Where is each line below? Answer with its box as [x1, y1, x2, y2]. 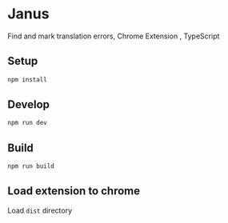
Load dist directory [7, 205, 73, 215]
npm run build [7, 162, 55, 170]
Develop [7, 98, 50, 112]
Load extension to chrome [7, 185, 141, 198]
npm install [7, 75, 47, 84]
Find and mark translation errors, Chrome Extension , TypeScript [7, 31, 220, 41]
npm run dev [7, 119, 47, 127]
